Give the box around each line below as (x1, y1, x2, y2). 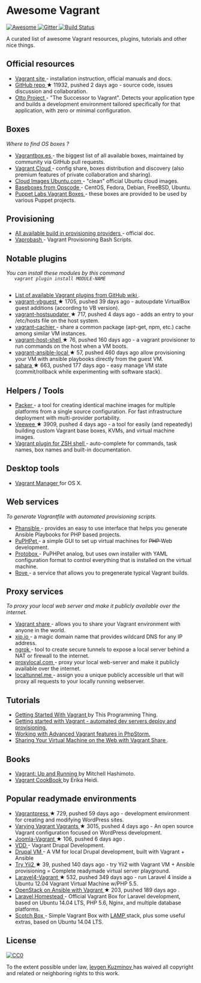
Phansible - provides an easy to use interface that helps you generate (14, 524, 188, 531)
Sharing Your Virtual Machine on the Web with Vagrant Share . (14, 737, 169, 744)
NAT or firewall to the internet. (14, 652, 90, 659)
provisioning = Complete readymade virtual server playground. (14, 867, 170, 874)
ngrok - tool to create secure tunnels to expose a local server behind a (14, 646, 190, 653)
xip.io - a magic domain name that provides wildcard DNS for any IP (14, 633, 183, 640)
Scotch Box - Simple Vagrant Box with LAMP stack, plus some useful (14, 912, 185, 919)
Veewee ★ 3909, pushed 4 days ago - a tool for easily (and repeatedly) (14, 421, 193, 428)
